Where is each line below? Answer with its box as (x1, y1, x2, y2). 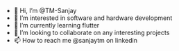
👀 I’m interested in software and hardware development (13, 14, 173, 22)
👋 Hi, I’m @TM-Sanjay (13, 7, 77, 14)
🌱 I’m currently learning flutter (13, 21, 100, 29)
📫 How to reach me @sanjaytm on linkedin (13, 37, 137, 44)
